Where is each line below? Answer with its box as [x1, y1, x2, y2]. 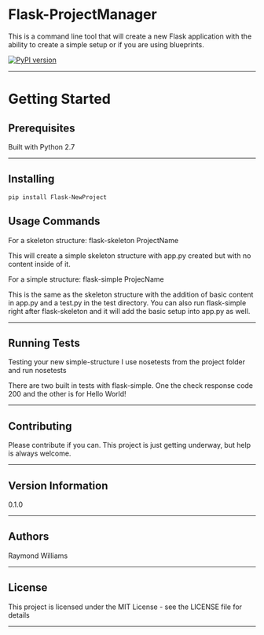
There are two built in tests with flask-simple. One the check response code [8, 381, 254, 390]
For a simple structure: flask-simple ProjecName [8, 274, 164, 284]
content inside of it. [8, 259, 71, 268]
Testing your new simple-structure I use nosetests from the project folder [8, 357, 246, 367]
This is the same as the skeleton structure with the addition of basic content [8, 290, 254, 299]
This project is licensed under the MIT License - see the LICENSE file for [8, 602, 242, 611]
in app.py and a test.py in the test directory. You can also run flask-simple [8, 297, 247, 308]
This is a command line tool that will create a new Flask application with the [8, 31, 252, 41]
